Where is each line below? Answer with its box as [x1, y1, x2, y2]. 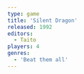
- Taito [14, 37, 37, 44]
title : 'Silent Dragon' [7, 17, 78, 24]
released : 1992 [7, 23, 53, 30]
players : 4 [7, 43, 40, 50]
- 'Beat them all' [14, 56, 69, 63]
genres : [7, 50, 31, 57]
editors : [7, 30, 33, 37]
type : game [7, 10, 40, 18]
